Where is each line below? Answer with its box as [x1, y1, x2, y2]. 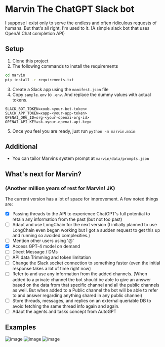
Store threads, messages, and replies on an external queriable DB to [12, 297, 152, 303]
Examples [5, 323, 36, 332]
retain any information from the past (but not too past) [12, 216, 123, 222]
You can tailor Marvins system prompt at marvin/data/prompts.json [12, 155, 149, 161]
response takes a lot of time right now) [12, 266, 91, 272]
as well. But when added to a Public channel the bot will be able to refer [12, 287, 158, 293]
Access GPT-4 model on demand [12, 244, 81, 249]
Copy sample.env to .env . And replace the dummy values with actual [12, 92, 151, 98]
